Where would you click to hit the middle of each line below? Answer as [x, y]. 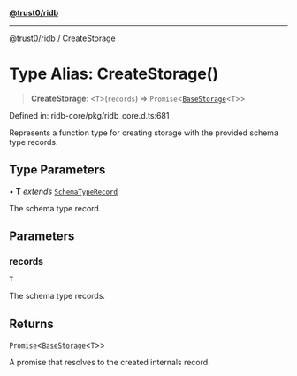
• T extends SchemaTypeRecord [64, 191]
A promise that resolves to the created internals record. [110, 363]
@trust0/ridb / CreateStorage [63, 38]
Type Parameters [57, 170]
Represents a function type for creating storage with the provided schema [144, 133]
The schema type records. [57, 296]
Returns [32, 323]
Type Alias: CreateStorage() [114, 74]
